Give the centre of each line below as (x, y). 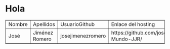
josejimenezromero (83, 35)
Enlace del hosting (133, 24)
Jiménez (43, 32)
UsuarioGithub (78, 24)
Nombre (18, 24)
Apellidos (44, 24)
